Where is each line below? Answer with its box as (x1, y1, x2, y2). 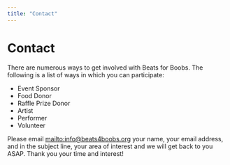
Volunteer (17, 121, 46, 129)
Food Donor (17, 91, 52, 100)
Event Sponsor (17, 84, 61, 93)
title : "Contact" (7, 10, 58, 17)
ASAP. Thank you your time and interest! (7, 149, 124, 157)
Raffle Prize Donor (17, 99, 71, 107)
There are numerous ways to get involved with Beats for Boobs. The (7, 63, 203, 72)
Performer (17, 113, 48, 122)
